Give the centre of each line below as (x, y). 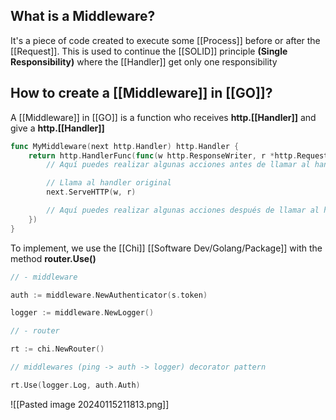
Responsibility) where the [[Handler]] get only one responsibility (144, 61)
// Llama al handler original (109, 183)
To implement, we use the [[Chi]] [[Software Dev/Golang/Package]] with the (166, 248)
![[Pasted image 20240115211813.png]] (90, 404)
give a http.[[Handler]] (57, 128)
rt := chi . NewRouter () (57, 349)
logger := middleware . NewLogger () (82, 313)
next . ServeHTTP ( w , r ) (91, 192)
